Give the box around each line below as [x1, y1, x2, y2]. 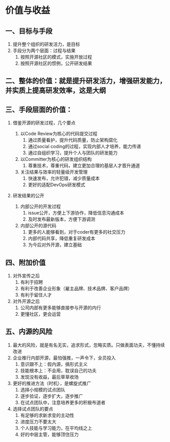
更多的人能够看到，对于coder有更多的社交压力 [28, 229, 126, 235]
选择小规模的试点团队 [20, 386, 65, 392]
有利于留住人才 [20, 292, 52, 298]
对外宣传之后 [12, 273, 40, 279]
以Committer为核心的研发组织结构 [20, 156, 92, 162]
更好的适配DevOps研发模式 [28, 182, 85, 188]
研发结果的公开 [12, 193, 44, 199]
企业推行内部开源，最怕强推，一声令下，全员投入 [12, 355, 116, 361]
